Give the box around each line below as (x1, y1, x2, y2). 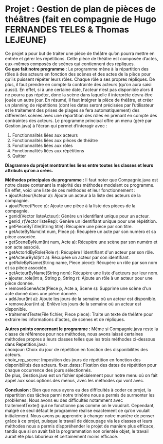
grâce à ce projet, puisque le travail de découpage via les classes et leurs (5, 418, 152, 424)
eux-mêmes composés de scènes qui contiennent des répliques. (5, 61, 135, 67)
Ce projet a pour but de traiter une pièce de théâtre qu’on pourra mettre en (5, 50, 155, 56)
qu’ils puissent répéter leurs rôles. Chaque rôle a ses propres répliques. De (5, 76, 155, 82)
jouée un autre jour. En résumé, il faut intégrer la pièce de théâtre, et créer (5, 97, 153, 103)
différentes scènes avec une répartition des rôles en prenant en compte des (5, 112, 157, 118)
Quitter (12, 153, 26, 159)
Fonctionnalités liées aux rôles (12, 142, 73, 148)
